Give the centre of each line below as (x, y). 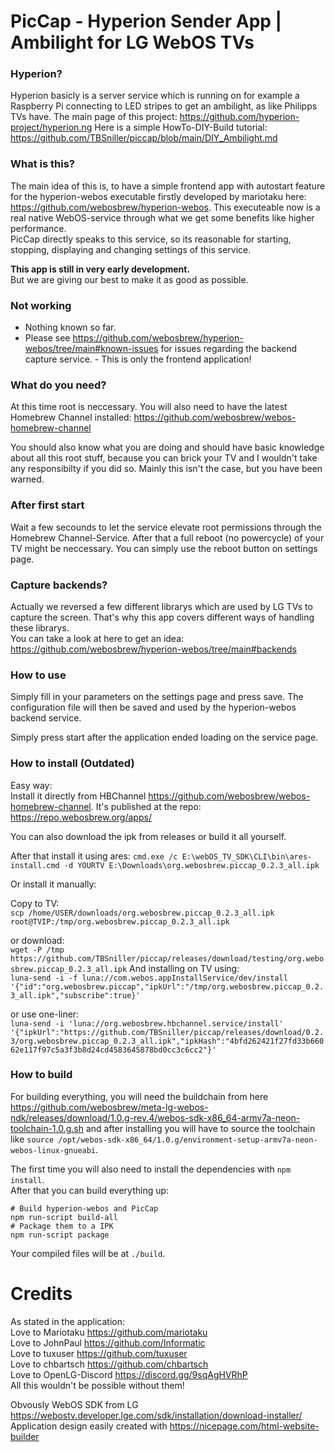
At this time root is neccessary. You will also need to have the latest (149, 407)
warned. (27, 479)
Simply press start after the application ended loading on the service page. (164, 737)
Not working (41, 305)
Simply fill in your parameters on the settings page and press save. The (157, 697)
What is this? (42, 164)
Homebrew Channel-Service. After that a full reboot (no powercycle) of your (167, 537)
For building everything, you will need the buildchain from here (139, 1096)
